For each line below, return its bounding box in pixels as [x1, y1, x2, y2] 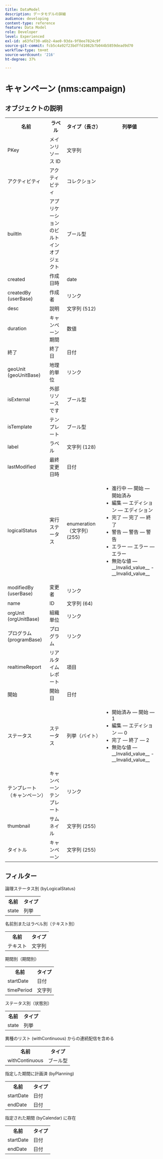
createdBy [7, 289, 32, 296]
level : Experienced [5, 34, 45, 39]
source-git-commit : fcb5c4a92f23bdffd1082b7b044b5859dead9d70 [5, 43, 133, 48]
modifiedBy [7, 584, 34, 591]
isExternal [7, 396, 30, 403]
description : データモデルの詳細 [5, 12, 66, 17]
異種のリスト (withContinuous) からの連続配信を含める [5, 1036, 114, 1042]
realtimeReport [7, 663, 42, 670]
